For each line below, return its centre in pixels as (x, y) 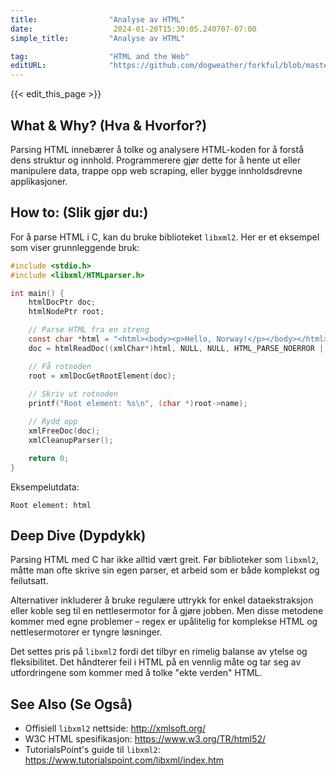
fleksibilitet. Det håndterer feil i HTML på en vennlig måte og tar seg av (156, 662)
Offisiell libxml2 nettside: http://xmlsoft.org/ (115, 728)
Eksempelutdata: (45, 487)
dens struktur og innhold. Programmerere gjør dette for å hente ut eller (156, 160)
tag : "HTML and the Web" (100, 56)
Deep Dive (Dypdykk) (78, 535)
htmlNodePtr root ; (66, 312)
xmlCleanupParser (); (71, 440)
